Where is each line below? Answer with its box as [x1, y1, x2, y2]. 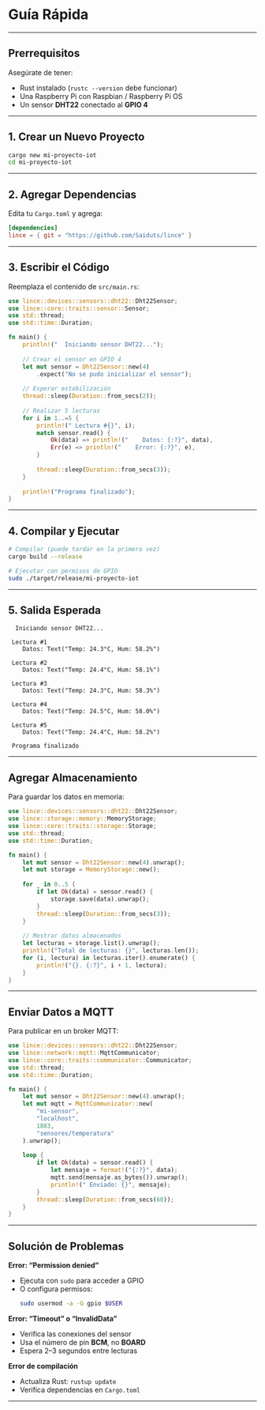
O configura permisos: [19, 1284, 93, 1294]
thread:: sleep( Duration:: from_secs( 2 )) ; [22, 392, 157, 400]
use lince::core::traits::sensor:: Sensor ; [8, 304, 150, 312]
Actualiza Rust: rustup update [19, 1377, 117, 1385]
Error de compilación [8, 1362, 79, 1370]
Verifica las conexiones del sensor [19, 1329, 132, 1338]
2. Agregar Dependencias [8, 187, 136, 201]
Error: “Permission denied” [8, 1261, 99, 1270]
